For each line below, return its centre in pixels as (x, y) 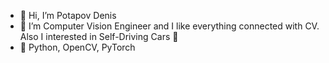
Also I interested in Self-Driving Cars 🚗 (99, 36)
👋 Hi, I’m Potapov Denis (68, 15)
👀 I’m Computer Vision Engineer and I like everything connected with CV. (169, 26)
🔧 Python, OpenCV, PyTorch (77, 47)
